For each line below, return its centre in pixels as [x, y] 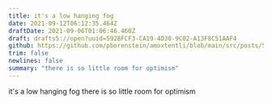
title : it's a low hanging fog [61, 16]
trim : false [28, 53]
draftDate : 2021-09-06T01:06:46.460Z [72, 31]
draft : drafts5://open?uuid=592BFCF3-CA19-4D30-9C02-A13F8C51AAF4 [123, 38]
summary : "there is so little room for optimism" [94, 69]
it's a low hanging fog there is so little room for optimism [102, 91]
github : [21, 46]
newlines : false [36, 61]
